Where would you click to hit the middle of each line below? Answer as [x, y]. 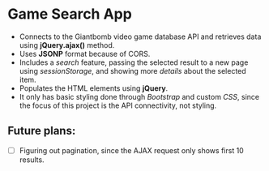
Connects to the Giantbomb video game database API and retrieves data [140, 36]
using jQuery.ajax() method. [67, 45]
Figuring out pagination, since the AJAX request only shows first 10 [131, 150]
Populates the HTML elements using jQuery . [94, 88]
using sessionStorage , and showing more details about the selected [132, 71]
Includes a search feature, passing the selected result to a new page [134, 62]
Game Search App [70, 14]
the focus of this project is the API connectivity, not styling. [118, 105]
